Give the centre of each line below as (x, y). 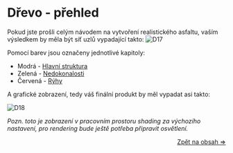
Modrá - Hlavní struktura (52, 66)
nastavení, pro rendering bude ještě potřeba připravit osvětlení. (98, 128)
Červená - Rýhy (40, 80)
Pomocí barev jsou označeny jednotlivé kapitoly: (76, 53)
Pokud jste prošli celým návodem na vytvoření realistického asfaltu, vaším (113, 32)
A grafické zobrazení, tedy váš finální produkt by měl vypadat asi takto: (109, 94)
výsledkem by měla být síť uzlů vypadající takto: (76, 39)
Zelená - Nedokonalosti (51, 73)
